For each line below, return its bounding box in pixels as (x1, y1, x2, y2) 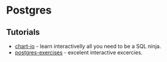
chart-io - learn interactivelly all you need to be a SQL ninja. (14, 43, 162, 50)
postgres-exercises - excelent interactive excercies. (14, 49, 143, 56)
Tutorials (6, 27, 40, 37)
